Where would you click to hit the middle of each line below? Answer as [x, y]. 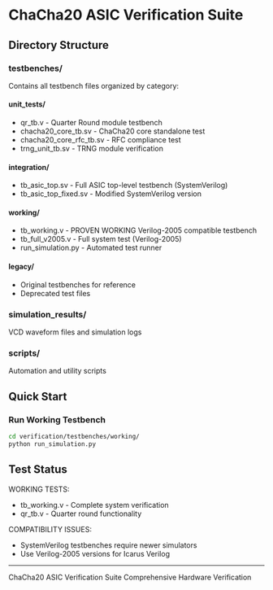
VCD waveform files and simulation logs [75, 332]
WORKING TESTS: [39, 489]
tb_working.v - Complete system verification [94, 505]
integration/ [29, 167]
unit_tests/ [27, 104]
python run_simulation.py [52, 444]
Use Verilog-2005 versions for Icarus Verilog [95, 553]
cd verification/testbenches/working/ [74, 436]
